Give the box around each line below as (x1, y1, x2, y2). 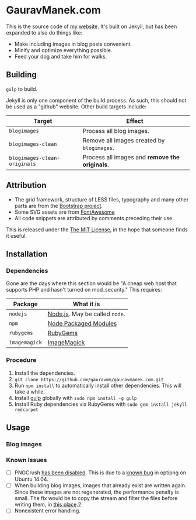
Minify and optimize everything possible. (14, 46, 113, 53)
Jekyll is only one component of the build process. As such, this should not (6, 97, 187, 104)
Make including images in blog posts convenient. (14, 40, 132, 47)
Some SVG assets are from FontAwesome (14, 208, 115, 215)
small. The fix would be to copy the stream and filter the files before (14, 495, 178, 502)
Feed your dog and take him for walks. (14, 53, 107, 60)
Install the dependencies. (14, 370, 76, 377)
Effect (126, 117, 144, 125)
